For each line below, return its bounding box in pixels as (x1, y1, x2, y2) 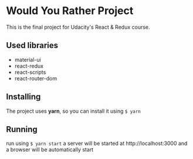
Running (6, 124, 38, 134)
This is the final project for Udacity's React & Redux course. (6, 23, 151, 31)
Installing (6, 92, 41, 102)
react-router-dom (14, 75, 57, 82)
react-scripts (14, 69, 46, 76)
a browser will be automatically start (6, 146, 94, 153)
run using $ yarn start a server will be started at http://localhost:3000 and (6, 140, 188, 147)
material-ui (14, 56, 41, 63)
